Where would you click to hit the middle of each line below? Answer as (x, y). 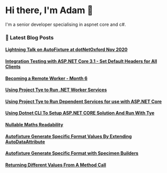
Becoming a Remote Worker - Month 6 (46, 78)
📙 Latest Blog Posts (30, 38)
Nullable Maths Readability (34, 125)
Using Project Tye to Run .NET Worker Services (56, 90)
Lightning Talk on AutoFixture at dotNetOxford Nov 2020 (66, 50)
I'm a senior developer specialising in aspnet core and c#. (65, 24)
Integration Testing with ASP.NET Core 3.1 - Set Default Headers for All (81, 61)
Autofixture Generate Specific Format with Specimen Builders (72, 153)
